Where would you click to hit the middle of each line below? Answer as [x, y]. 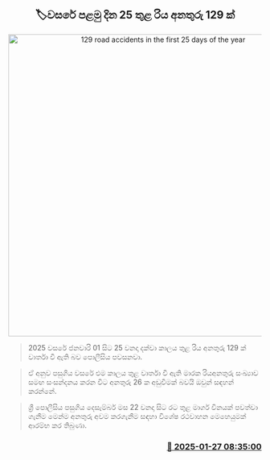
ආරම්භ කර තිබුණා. [57, 425]
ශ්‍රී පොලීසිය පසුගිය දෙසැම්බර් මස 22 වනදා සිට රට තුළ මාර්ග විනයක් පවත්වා [143, 407]
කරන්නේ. [42, 391]
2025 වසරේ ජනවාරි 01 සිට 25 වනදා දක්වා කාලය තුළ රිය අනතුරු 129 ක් [137, 347]
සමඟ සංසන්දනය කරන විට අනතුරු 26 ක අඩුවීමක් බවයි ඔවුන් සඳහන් [131, 382]
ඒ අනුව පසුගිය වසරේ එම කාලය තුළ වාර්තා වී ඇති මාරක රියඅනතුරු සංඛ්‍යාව [143, 373]
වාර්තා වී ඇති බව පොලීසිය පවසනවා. [85, 356]
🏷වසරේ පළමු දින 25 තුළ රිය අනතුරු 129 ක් [135, 15]
